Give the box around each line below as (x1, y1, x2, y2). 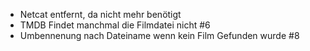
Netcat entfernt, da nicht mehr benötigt (19, 9, 182, 20)
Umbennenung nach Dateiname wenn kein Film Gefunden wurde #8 (19, 30, 300, 41)
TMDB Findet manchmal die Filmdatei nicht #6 (19, 19, 211, 31)
